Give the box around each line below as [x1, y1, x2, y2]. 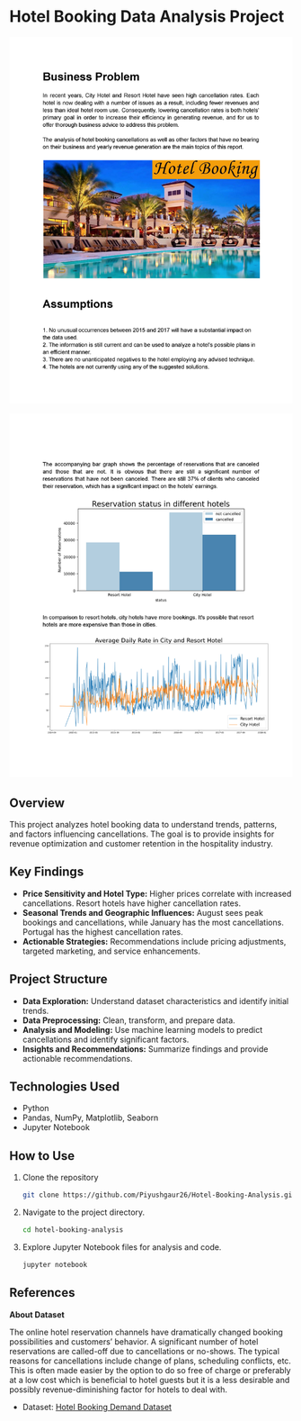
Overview [9, 795, 66, 810]
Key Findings [9, 864, 84, 880]
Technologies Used [9, 1079, 120, 1094]
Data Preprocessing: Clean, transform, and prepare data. [22, 1015, 235, 1026]
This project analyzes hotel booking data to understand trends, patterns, [9, 819, 278, 829]
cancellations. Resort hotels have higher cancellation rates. [22, 898, 241, 909]
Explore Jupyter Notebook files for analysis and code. [22, 1241, 222, 1253]
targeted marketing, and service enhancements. [22, 946, 200, 956]
